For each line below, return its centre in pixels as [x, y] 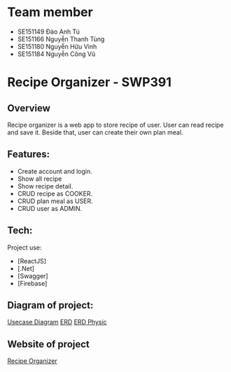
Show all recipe [40, 179]
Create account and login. [55, 171]
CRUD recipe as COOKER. [55, 193]
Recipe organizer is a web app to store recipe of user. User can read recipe [115, 125]
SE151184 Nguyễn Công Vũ [56, 54]
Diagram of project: [50, 305]
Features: [29, 154]
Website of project [48, 344]
